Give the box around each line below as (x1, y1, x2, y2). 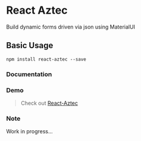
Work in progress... (6, 128, 53, 135)
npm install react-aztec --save (6, 56, 86, 62)
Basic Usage (6, 40, 54, 51)
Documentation (6, 70, 52, 78)
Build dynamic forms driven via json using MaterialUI (6, 23, 136, 30)
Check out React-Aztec (20, 99, 79, 106)
